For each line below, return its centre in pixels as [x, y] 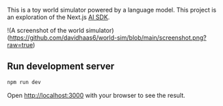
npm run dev [24, 82]
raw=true [20, 45]
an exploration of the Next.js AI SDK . [58, 17]
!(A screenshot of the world [45, 30]
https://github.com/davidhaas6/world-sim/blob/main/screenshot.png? [108, 38]
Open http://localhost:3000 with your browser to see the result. [96, 95]
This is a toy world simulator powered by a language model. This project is [112, 10]
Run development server [61, 67]
